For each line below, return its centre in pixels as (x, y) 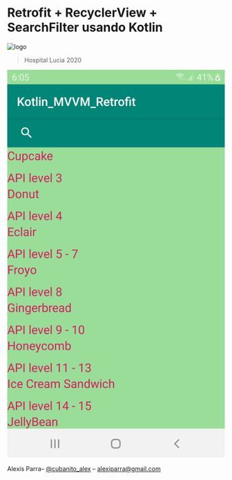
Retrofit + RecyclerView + (82, 13)
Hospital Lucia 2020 (52, 60)
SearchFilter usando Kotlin (85, 27)
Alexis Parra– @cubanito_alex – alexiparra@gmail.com (84, 468)
